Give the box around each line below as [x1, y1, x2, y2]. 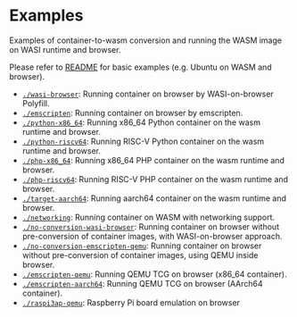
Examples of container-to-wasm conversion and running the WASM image [9, 35, 283, 46]
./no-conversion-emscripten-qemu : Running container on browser [21, 240, 262, 251]
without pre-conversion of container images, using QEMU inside [21, 249, 259, 260]
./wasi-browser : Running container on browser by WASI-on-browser [21, 88, 274, 99]
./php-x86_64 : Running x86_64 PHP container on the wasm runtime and [21, 154, 285, 165]
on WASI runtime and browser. [9, 44, 121, 54]
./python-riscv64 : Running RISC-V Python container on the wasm [21, 136, 265, 146]
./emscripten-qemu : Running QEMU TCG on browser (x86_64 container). [21, 269, 287, 279]
